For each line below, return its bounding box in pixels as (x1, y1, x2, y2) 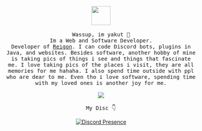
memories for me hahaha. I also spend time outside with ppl (7, 67, 195, 74)
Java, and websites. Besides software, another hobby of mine (6, 49, 196, 56)
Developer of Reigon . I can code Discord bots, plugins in (10, 43, 192, 50)
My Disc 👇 (86, 105, 116, 112)
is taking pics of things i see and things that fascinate (10, 55, 191, 62)
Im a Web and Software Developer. (49, 37, 153, 44)
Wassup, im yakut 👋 (72, 31, 130, 38)
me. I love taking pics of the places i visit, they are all (7, 61, 195, 68)
